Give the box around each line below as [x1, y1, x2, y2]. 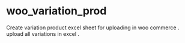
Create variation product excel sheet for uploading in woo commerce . [6, 24, 180, 31]
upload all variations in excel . [6, 30, 80, 37]
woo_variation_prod [6, 4, 107, 18]
